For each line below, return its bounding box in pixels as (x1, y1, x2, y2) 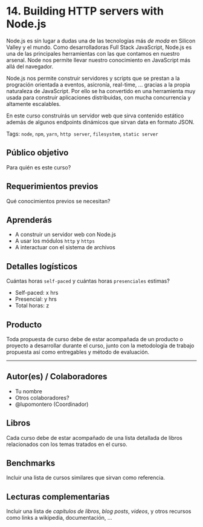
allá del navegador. (6, 62, 54, 70)
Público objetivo (6, 148, 69, 158)
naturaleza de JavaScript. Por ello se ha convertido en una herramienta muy (6, 87, 196, 94)
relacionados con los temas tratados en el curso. (6, 440, 128, 448)
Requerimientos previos (6, 182, 98, 192)
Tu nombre (14, 387, 42, 394)
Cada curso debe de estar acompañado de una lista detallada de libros (6, 434, 182, 441)
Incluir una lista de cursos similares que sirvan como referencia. (6, 474, 165, 482)
